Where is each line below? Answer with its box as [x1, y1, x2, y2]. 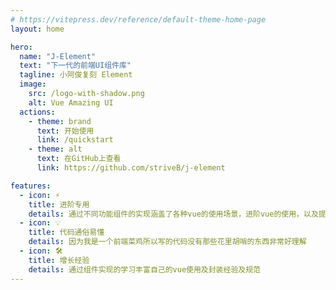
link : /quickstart [36, 135, 114, 145]
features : [10, 181, 52, 191]
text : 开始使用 [36, 126, 95, 136]
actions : [19, 107, 56, 117]
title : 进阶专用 [28, 199, 90, 210]
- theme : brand [28, 116, 92, 126]
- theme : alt [28, 144, 83, 155]
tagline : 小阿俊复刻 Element [19, 70, 133, 80]
